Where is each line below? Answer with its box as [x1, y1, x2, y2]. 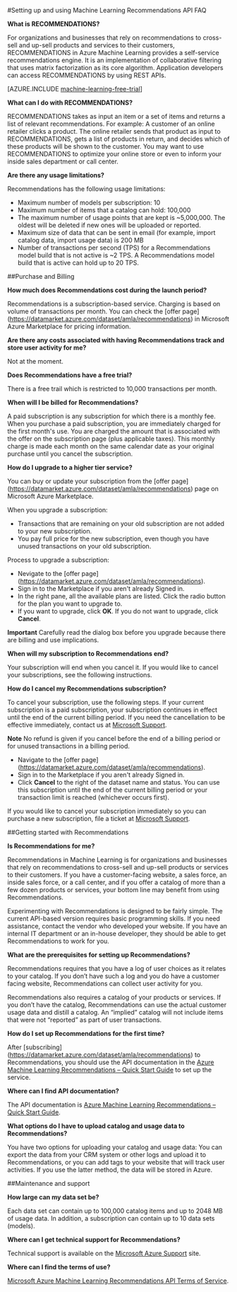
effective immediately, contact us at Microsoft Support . [7, 721, 167, 729]
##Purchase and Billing [7, 272, 75, 280]
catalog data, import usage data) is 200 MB [17, 236, 145, 244]
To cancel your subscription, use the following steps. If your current [7, 698, 205, 706]
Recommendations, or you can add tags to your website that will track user [7, 1158, 225, 1166]
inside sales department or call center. [7, 157, 119, 166]
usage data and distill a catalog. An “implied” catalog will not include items [7, 1008, 224, 1016]
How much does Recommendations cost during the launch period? [7, 286, 207, 294]
